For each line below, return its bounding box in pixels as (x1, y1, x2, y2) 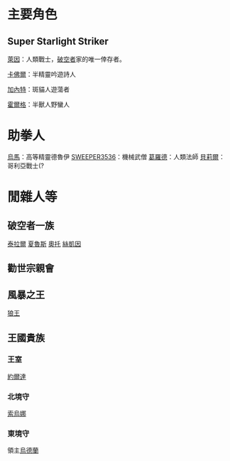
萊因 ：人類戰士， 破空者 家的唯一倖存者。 (7, 55, 126, 63)
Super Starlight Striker (7, 35, 109, 47)
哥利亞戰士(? (7, 161, 45, 170)
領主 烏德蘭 (7, 446, 39, 455)
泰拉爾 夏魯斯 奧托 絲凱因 (7, 239, 82, 248)
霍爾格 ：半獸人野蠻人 (7, 100, 70, 109)
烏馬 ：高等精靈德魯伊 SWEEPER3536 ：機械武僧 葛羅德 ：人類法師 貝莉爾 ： (7, 152, 226, 161)
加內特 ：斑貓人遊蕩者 (7, 85, 70, 93)
